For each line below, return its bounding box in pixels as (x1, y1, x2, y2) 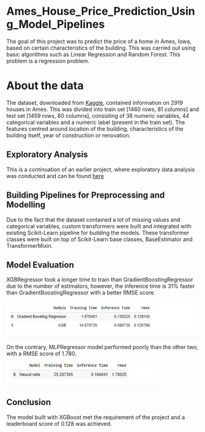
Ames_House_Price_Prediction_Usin (6, 4, 196, 18)
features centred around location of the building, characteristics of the (6, 125, 184, 133)
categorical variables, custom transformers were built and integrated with (6, 222, 192, 229)
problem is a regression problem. (6, 57, 90, 64)
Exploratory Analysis (6, 149, 88, 160)
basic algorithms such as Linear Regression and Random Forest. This (6, 50, 181, 58)
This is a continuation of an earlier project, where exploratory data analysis (6, 166, 195, 173)
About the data (6, 79, 84, 93)
